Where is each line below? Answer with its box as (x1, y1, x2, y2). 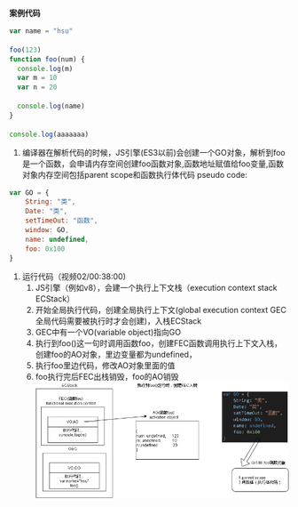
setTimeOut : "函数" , (25, 216, 98, 225)
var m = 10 (17, 74, 58, 83)
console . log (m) (17, 64, 74, 73)
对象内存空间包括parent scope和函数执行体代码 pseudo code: (21, 169, 248, 180)
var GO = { (9, 188, 50, 197)
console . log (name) (17, 101, 86, 110)
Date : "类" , (25, 207, 68, 216)
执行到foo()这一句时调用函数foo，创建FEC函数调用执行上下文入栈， (35, 337, 282, 349)
